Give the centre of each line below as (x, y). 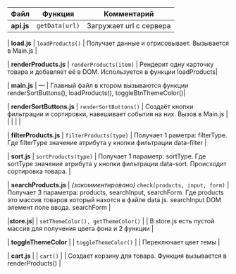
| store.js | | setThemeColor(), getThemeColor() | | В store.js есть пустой (111, 221)
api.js (20, 26)
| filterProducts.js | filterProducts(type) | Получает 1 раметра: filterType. (117, 135)
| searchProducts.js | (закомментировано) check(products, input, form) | (118, 185)
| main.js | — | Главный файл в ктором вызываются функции (98, 85)
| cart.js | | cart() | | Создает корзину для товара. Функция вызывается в (117, 256)
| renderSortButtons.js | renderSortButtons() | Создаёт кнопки (100, 106)
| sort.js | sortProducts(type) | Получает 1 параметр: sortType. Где (107, 156)
